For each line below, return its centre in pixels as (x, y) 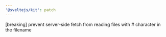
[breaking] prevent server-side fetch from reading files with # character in (83, 24)
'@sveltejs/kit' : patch (31, 10)
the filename (18, 30)
